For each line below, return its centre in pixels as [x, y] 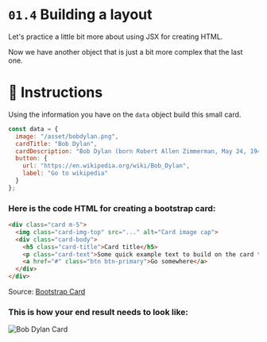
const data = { [33, 129]
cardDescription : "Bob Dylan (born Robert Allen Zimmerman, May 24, [131, 151]
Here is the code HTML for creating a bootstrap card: [112, 208]
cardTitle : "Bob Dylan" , [56, 144]
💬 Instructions [56, 92]
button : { [31, 159]
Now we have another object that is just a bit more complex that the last [126, 52]
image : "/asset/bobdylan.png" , [67, 136]
